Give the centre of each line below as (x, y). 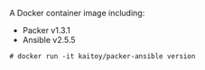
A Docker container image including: (77, 13)
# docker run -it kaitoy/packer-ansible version (102, 57)
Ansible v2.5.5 (49, 40)
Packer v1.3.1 (46, 30)
